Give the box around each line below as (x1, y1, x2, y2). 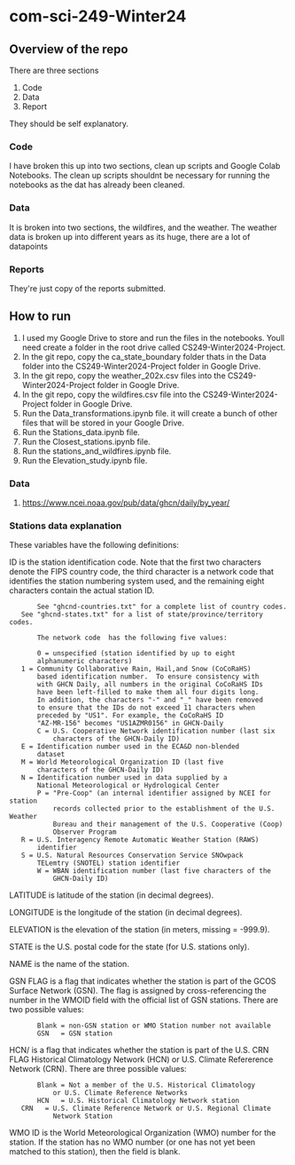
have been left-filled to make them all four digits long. (36, 688, 260, 697)
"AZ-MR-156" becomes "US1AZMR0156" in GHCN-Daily (36, 719, 224, 728)
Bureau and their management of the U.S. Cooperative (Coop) (52, 820, 283, 829)
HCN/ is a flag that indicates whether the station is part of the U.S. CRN (9, 1045, 269, 1056)
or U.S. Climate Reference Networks (52, 1089, 189, 1098)
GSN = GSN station (36, 1029, 113, 1038)
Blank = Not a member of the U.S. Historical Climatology (36, 1081, 255, 1090)
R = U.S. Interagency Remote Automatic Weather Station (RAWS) (20, 836, 260, 844)
